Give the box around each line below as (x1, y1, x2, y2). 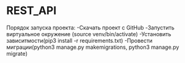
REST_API (6, 4, 57, 18)
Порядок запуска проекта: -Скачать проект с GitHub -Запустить (6, 24, 175, 31)
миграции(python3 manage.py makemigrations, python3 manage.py (6, 43, 180, 51)
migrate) (6, 50, 28, 57)
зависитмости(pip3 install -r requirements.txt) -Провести (6, 37, 153, 44)
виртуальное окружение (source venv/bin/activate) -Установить (6, 30, 172, 37)
